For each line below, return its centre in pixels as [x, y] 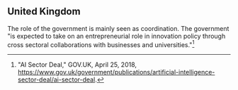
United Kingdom [44, 12]
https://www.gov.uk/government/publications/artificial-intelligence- [116, 72]
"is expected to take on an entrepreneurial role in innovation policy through [117, 36]
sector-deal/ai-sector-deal [56, 79]
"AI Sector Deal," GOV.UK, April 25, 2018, [77, 65]
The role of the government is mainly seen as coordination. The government [118, 28]
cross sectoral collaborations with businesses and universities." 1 [101, 44]
